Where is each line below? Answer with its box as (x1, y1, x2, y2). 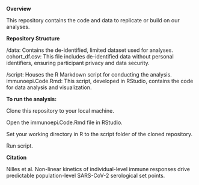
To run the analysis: (6, 96, 57, 102)
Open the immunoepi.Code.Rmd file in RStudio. (6, 119, 123, 126)
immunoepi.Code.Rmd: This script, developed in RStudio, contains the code (6, 78, 194, 84)
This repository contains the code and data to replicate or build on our (6, 17, 180, 24)
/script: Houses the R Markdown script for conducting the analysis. (6, 71, 173, 78)
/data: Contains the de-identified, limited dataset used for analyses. (6, 46, 173, 54)
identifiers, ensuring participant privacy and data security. (6, 60, 150, 66)
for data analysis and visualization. (6, 84, 92, 91)
